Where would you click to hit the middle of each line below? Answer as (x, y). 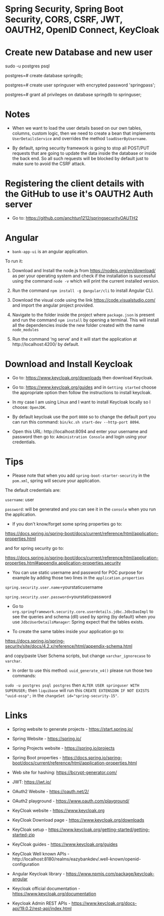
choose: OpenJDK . (29, 407)
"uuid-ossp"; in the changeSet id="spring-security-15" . (62, 695)
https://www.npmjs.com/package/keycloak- (110, 874)
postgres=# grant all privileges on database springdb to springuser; (73, 95)
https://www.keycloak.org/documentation (54, 893)
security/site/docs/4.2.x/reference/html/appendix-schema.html (69, 646)
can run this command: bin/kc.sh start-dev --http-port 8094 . (76, 422)
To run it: (14, 261)
